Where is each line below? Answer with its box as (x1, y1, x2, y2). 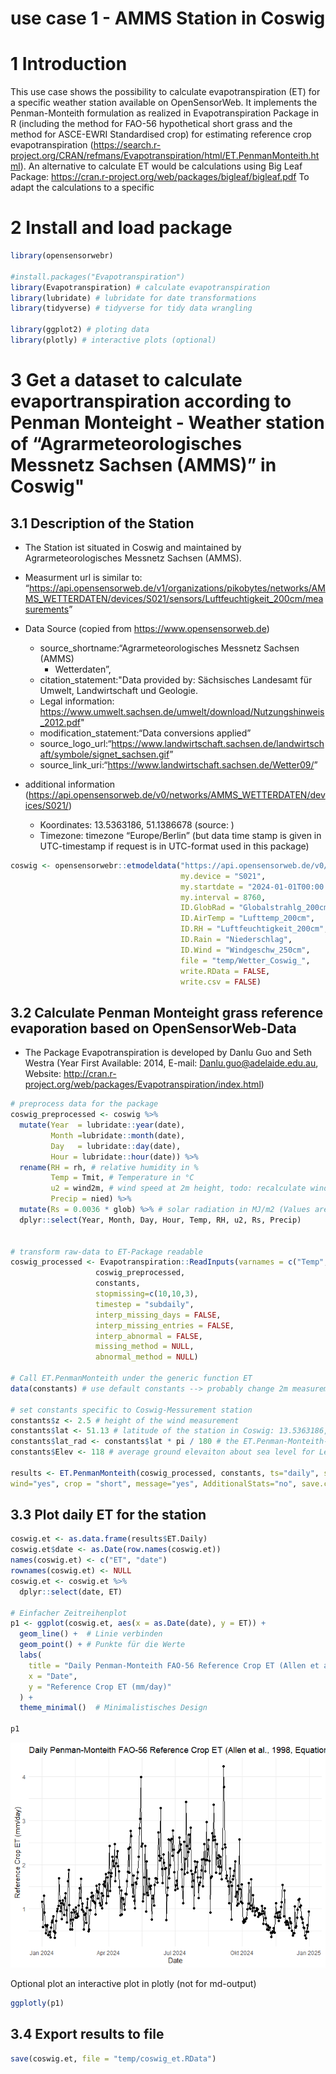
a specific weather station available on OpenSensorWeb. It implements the (10, 97, 318, 109)
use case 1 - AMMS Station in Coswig (10, 7, 326, 30)
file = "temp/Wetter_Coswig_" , (180, 955, 311, 966)
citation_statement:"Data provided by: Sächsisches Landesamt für (39, 673, 313, 686)
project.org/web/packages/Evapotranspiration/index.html (24, 1078, 262, 1091)
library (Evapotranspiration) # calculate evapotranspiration (10, 282, 271, 292)
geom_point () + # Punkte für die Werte (19, 1640, 186, 1650)
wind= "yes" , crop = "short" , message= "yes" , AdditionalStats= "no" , (10, 1478, 298, 1489)
